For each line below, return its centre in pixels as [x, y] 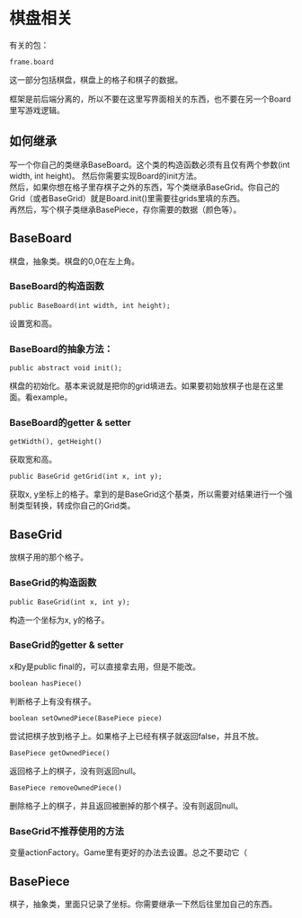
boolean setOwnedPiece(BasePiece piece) [86, 718]
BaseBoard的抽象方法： [62, 349]
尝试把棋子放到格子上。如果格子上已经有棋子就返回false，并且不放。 [136, 736]
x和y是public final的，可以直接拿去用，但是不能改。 [105, 666]
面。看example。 [41, 397]
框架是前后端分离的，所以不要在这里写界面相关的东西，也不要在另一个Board [151, 99]
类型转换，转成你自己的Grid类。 [76, 506]
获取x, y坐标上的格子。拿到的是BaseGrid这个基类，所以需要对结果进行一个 [147, 494]
